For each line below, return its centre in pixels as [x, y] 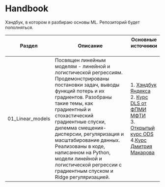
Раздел [29, 46]
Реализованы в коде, [80, 146]
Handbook [27, 9]
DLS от [138, 103]
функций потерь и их [80, 91]
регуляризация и [104, 134]
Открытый [143, 127]
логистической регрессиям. [89, 72]
